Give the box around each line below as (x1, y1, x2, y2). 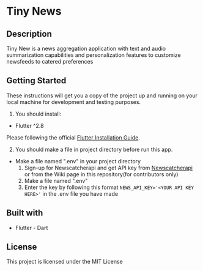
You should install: (15, 110, 62, 117)
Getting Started (6, 75, 67, 86)
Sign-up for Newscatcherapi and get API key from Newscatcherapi (24, 164, 193, 171)
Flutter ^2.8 (15, 122, 44, 129)
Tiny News (6, 4, 62, 18)
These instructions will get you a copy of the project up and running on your (6, 92, 197, 99)
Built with (6, 208, 43, 218)
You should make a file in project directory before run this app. (15, 146, 173, 153)
